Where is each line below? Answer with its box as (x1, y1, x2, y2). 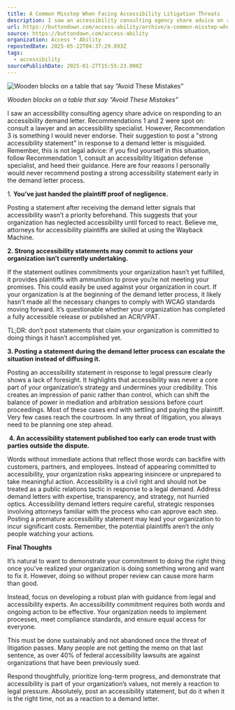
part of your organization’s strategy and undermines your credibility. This (7, 383, 218, 391)
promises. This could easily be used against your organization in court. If (7, 282, 217, 291)
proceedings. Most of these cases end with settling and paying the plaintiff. (7, 405, 225, 414)
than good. (7, 579, 38, 587)
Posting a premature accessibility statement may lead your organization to (7, 514, 222, 523)
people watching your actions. (7, 529, 94, 537)
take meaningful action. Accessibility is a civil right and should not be (7, 477, 207, 485)
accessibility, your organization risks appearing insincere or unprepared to (7, 469, 222, 478)
